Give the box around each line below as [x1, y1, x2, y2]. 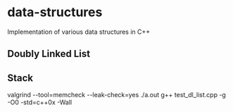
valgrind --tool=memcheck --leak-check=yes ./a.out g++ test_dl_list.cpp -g [7, 91, 227, 99]
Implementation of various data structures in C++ [7, 27, 151, 36]
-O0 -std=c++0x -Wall [7, 98, 73, 106]
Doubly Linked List [7, 48, 90, 60]
